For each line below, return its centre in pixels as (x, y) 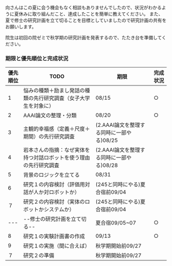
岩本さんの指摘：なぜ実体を (57, 150)
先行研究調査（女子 (57, 98)
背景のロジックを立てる (52, 175)
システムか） (59, 210)
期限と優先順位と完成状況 (37, 58)
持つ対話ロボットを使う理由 (57, 158)
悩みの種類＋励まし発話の (54, 91)
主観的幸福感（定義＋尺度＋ (57, 129)
